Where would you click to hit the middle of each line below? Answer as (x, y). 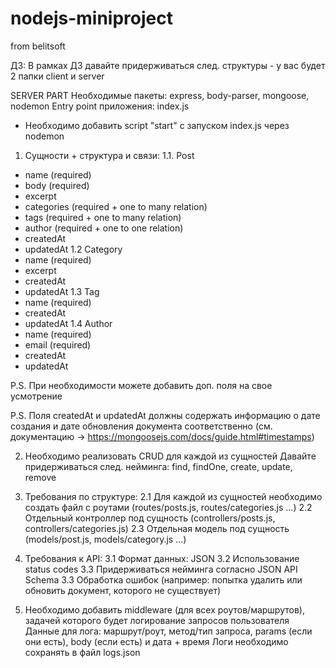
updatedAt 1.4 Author (68, 323)
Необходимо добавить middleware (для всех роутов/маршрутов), (164, 609)
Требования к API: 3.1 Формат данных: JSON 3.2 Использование (162, 558)
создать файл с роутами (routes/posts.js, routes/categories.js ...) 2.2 (168, 507)
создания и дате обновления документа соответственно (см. (141, 426)
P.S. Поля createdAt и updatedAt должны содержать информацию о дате (165, 415)
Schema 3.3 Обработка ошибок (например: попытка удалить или (163, 579)
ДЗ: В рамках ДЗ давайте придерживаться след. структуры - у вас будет (168, 65)
